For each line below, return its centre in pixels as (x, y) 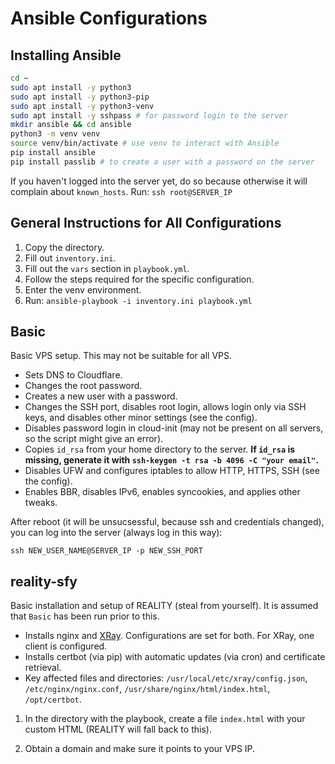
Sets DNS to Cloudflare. (73, 375)
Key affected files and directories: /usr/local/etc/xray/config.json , (166, 678)
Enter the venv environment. (83, 289)
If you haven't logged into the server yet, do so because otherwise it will (159, 181)
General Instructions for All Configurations (146, 223)
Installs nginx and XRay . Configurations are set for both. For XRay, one (169, 636)
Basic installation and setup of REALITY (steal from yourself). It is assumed (164, 606)
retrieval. (43, 668)
